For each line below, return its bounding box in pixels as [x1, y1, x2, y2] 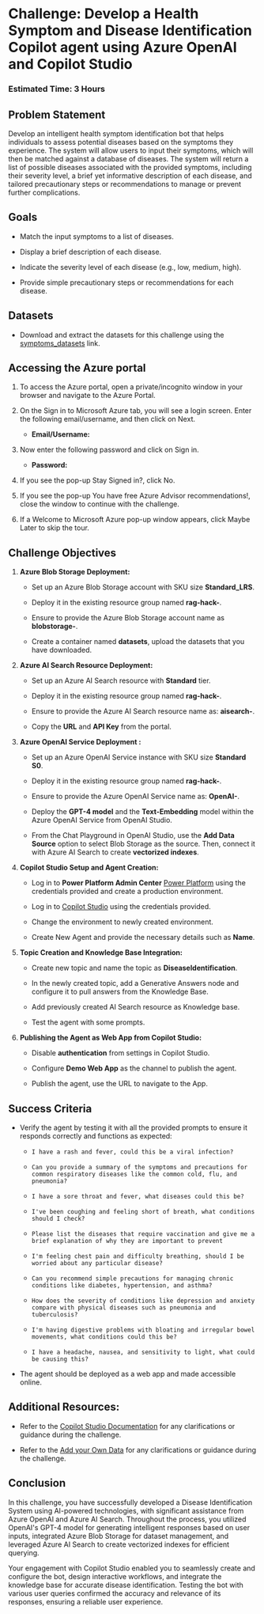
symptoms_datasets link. [19, 338, 100, 348]
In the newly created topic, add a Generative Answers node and [31, 979, 239, 988]
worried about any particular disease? [31, 1259, 164, 1267]
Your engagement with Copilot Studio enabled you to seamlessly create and [8, 1563, 255, 1573]
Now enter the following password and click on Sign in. [19, 445, 199, 455]
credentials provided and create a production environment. [31, 887, 224, 896]
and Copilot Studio [8, 55, 133, 74]
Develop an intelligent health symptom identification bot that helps [8, 128, 224, 138]
